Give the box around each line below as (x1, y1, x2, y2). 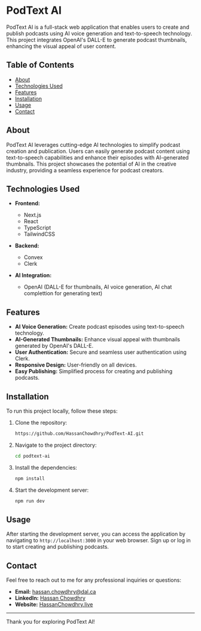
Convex (23, 254, 43, 261)
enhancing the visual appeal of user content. (6, 43, 117, 50)
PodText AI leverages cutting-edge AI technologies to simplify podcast (6, 141, 181, 148)
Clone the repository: (14, 419, 68, 426)
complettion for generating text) (23, 290, 103, 297)
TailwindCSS (23, 230, 56, 238)
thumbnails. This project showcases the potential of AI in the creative (6, 160, 176, 167)
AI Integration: (14, 272, 52, 279)
